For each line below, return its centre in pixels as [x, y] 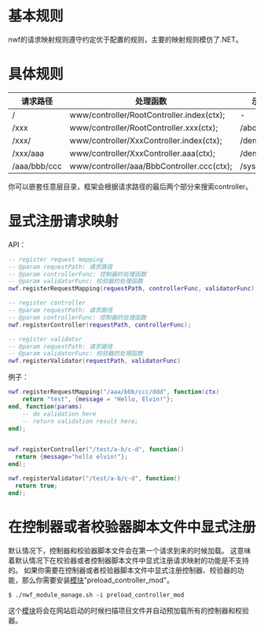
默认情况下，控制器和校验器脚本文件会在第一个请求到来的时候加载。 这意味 [130, 550]
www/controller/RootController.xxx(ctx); [144, 128]
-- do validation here [59, 414]
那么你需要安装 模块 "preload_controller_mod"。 [98, 580]
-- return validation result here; [81, 421]
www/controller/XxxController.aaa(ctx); [143, 153]
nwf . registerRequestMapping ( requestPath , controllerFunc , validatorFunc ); [133, 289]
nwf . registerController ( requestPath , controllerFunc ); [100, 325]
